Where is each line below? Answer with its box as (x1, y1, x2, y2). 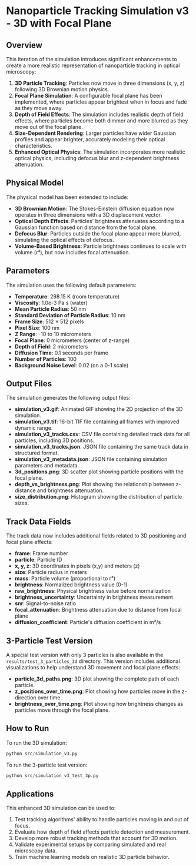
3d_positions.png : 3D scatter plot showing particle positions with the (14, 468, 184, 475)
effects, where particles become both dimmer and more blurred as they (14, 117, 188, 124)
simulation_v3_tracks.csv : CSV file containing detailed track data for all (14, 431, 190, 438)
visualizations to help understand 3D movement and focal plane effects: (6, 664, 181, 671)
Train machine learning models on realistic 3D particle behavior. (14, 854, 170, 861)
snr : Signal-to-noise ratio (14, 600, 77, 607)
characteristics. (14, 142, 53, 149)
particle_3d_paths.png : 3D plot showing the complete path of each (14, 675, 180, 682)
